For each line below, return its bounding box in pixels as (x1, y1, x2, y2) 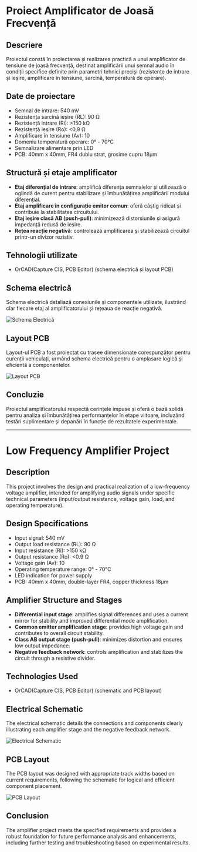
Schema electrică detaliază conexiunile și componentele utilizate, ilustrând (6, 299, 186, 306)
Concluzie (6, 390, 44, 400)
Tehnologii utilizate (6, 250, 78, 260)
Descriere (6, 40, 43, 50)
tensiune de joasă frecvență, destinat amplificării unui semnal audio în (6, 62, 175, 69)
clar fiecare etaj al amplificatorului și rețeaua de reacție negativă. (6, 305, 163, 312)
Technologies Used (6, 671, 78, 681)
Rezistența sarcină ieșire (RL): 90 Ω (14, 113, 100, 120)
